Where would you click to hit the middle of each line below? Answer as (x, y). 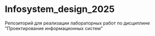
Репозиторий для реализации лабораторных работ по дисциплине (77, 23)
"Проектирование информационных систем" (54, 28)
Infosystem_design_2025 (60, 9)
